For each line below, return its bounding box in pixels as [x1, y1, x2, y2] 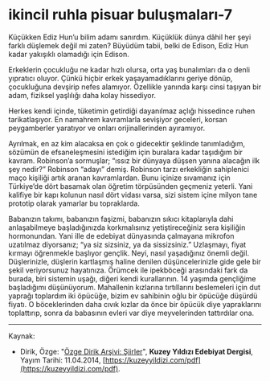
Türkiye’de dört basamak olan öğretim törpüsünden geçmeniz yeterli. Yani [8, 181, 253, 190]
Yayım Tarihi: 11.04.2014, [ [19, 355, 106, 365]
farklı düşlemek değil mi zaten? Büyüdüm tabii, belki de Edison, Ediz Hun [8, 40, 249, 50]
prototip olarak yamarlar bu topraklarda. [8, 199, 141, 208]
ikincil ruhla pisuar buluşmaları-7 [8, 6, 233, 24]
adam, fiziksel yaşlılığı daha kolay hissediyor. [8, 90, 157, 100]
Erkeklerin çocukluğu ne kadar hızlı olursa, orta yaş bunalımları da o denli [8, 64, 251, 74]
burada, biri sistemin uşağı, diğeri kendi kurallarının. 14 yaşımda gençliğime [8, 273, 256, 283]
